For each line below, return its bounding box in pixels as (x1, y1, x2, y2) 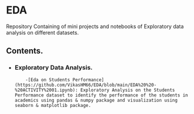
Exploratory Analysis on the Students (80, 87, 175, 93)
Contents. (6, 46, 43, 56)
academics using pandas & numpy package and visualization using (14, 97, 178, 103)
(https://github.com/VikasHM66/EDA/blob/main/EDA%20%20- (14, 82, 157, 88)
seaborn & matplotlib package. (14, 102, 91, 108)
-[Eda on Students (25, 77, 70, 82)
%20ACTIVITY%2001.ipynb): (14, 87, 78, 93)
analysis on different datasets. (6, 29, 79, 36)
